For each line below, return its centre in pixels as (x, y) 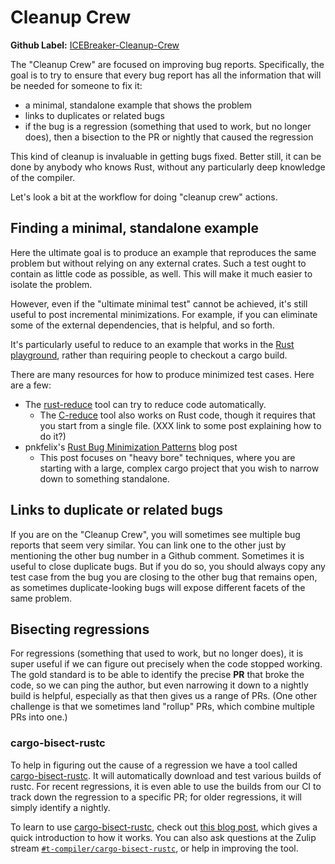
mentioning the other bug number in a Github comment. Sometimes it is (157, 555)
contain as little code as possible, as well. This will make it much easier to (161, 273)
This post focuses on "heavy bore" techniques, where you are (167, 457)
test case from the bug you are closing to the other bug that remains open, (164, 577)
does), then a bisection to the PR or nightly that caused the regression (169, 137)
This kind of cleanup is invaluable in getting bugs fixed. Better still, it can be (166, 156)
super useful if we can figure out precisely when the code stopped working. (166, 664)
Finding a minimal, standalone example (134, 228)
